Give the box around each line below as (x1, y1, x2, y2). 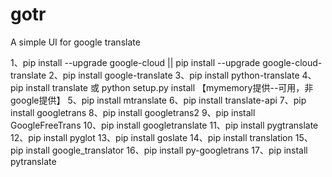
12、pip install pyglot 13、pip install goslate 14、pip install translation (10, 131, 293, 143)
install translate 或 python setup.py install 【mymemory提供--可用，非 (25, 81, 314, 93)
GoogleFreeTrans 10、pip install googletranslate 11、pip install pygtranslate (10, 119, 319, 131)
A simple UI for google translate (10, 36, 141, 48)
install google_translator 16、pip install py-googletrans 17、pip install (25, 144, 308, 156)
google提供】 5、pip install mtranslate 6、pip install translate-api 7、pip (10, 94, 307, 106)
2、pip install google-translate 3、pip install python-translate (48, 69, 300, 81)
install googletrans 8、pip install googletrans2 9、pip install (10, 106, 256, 118)
